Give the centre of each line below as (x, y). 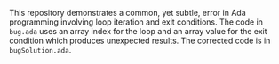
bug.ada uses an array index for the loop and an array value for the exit (139, 31)
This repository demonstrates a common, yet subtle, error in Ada (128, 13)
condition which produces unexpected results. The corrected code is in (140, 40)
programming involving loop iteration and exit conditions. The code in (136, 22)
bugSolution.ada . (40, 50)
